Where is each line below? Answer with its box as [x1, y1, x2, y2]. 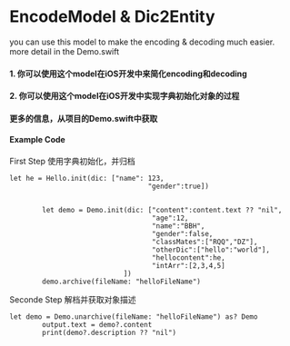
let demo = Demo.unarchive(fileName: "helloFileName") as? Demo [9, 311, 258, 321]
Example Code [9, 134, 65, 145]
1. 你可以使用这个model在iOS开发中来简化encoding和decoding [9, 68, 247, 79]
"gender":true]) [147, 182, 209, 191]
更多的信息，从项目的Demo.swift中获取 [9, 113, 158, 124]
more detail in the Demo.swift [9, 45, 120, 56]
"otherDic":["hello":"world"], [151, 245, 271, 254]
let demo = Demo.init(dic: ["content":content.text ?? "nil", [42, 205, 283, 214]
